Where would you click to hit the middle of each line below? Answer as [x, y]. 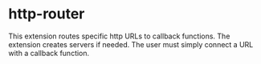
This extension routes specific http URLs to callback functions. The [119, 36]
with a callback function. [49, 53]
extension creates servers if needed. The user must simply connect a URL [131, 44]
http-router [47, 14]
